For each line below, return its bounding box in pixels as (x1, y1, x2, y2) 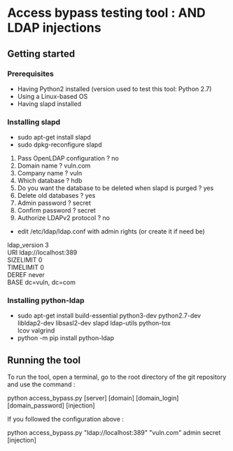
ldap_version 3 (7, 241, 49, 250)
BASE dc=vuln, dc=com (7, 278, 76, 287)
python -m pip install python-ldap (17, 334, 114, 342)
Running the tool (7, 354, 81, 366)
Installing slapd (7, 117, 61, 127)
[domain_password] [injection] (7, 401, 96, 410)
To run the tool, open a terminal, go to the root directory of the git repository (7, 373, 227, 382)
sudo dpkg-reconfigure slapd (17, 140, 103, 149)
